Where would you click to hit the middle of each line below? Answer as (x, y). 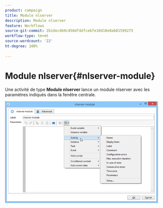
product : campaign (24, 10)
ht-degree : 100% (21, 46)
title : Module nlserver (29, 15)
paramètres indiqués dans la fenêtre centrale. (50, 94)
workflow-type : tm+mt (27, 36)
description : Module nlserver (36, 20)
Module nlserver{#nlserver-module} (80, 76)
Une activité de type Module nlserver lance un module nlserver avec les (77, 89)
